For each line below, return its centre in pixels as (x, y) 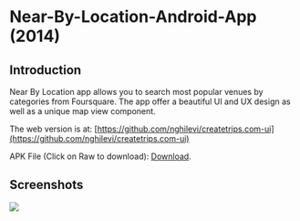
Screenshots (47, 185)
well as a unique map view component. (83, 111)
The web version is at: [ (53, 129)
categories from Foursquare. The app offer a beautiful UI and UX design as (150, 101)
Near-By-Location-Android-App (133, 17)
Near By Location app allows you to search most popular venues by (136, 92)
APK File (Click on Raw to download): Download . (100, 156)
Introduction (46, 70)
